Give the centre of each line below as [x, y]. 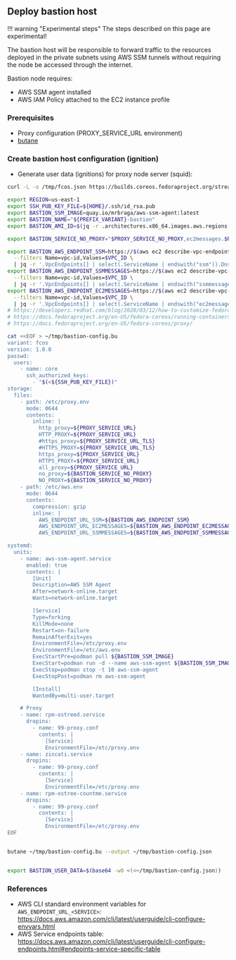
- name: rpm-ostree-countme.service [74, 793]
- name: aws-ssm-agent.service [66, 559]
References [27, 889]
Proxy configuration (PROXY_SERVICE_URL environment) [100, 133]
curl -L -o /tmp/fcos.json [47, 187]
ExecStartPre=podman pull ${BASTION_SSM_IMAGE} [103, 657]
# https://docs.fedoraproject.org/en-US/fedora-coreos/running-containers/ [120, 317]
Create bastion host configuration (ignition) [83, 159]
